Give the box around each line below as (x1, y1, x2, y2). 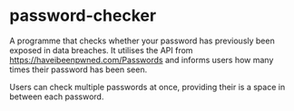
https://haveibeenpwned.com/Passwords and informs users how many (9, 54, 274, 65)
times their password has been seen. (9, 64, 148, 75)
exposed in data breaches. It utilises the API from (9, 44, 193, 55)
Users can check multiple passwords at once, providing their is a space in (9, 81, 286, 92)
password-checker (9, 5, 157, 26)
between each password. (9, 91, 104, 102)
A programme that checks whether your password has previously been (9, 35, 275, 46)
